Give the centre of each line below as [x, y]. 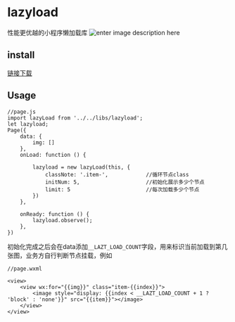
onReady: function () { [55, 214]
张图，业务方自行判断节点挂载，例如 [60, 255]
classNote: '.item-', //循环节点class [117, 174]
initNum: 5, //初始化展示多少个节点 [125, 182]
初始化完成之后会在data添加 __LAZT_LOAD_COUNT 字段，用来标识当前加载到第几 [118, 246]
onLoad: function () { [53, 155]
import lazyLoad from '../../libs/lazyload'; [75, 118]
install [21, 55]
